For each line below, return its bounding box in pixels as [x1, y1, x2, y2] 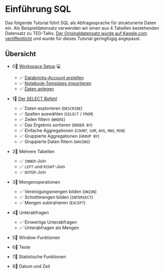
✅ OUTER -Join [19, 169, 47, 175]
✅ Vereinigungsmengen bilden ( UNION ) [19, 189, 97, 195]
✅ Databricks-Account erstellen [19, 75, 84, 80]
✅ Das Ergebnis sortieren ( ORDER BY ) [19, 122, 93, 128]
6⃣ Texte [12, 244, 30, 250]
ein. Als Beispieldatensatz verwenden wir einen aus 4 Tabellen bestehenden [5, 25, 160, 31]
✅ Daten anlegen [19, 85, 54, 92]
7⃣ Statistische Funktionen [12, 253, 66, 260]
